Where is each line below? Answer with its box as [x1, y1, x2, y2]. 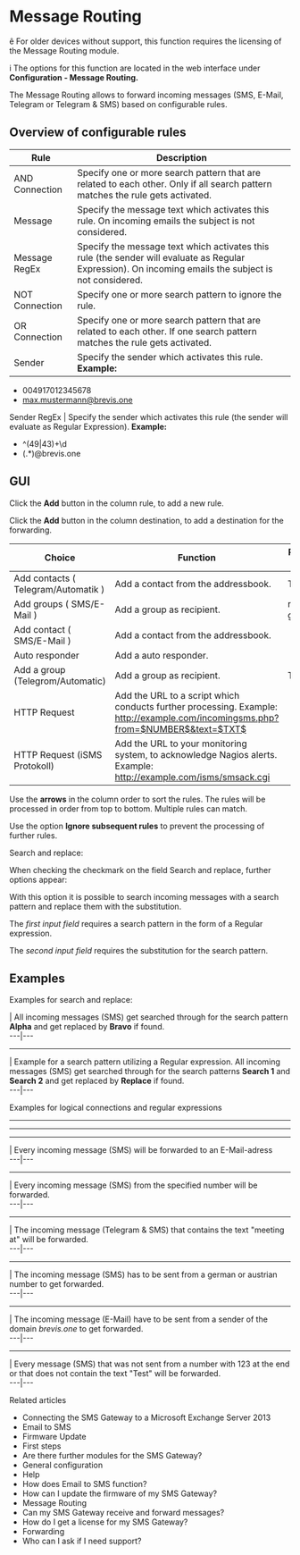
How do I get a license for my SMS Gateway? [21, 1517, 188, 1527]
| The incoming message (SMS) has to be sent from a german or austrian [9, 1269, 279, 1280]
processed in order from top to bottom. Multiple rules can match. [9, 803, 248, 814]
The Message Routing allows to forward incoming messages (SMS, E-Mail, [9, 89, 284, 100]
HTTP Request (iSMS [13, 748, 103, 761]
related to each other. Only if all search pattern [77, 177, 272, 189]
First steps [21, 1441, 62, 1451]
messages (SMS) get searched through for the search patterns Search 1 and [9, 1066, 291, 1077]
